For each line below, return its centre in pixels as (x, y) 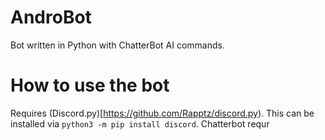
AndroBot (51, 17)
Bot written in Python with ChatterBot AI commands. (117, 45)
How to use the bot (90, 85)
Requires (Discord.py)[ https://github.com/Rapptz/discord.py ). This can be (162, 113)
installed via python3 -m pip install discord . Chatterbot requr (140, 123)
